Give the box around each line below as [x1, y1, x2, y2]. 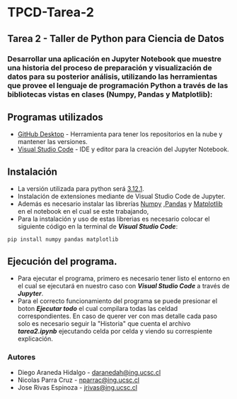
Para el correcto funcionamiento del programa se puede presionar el [17, 296, 218, 305]
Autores [7, 352, 36, 362]
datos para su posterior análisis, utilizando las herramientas [7, 72, 218, 82]
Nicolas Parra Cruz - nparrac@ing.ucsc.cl [17, 376, 140, 384]
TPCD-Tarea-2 [7, 4, 94, 21]
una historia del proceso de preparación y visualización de [7, 62, 212, 72]
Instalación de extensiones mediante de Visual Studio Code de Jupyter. [17, 192, 226, 201]
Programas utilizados [7, 111, 104, 123]
